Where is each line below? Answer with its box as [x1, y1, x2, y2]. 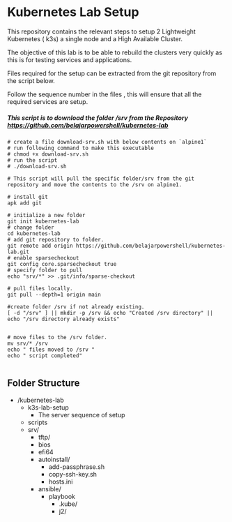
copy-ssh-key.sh [48, 470, 98, 478]
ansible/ [38, 484, 61, 493]
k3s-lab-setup [27, 403, 69, 412]
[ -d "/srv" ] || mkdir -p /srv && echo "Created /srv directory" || [7, 309, 214, 316]
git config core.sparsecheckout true [7, 260, 117, 267]
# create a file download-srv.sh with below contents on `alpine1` [7, 138, 208, 145]
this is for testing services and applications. [7, 55, 132, 64]
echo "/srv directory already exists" [7, 315, 120, 322]
